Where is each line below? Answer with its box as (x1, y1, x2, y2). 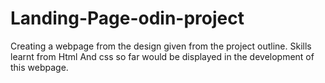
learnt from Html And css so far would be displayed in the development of (10, 50, 315, 62)
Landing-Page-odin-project (10, 7, 245, 30)
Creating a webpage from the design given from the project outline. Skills (10, 40, 312, 52)
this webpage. (10, 61, 69, 73)
